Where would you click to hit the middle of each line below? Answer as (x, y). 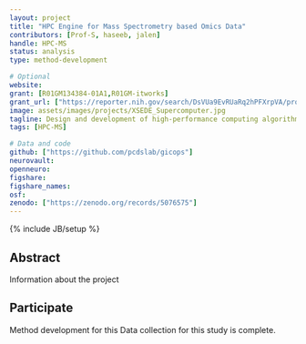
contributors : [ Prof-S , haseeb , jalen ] (85, 35)
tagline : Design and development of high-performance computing (134, 119)
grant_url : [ (34, 102)
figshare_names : (40, 186)
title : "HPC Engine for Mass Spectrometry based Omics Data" (128, 26)
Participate (41, 308)
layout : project (40, 18)
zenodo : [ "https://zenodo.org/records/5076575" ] (103, 203)
